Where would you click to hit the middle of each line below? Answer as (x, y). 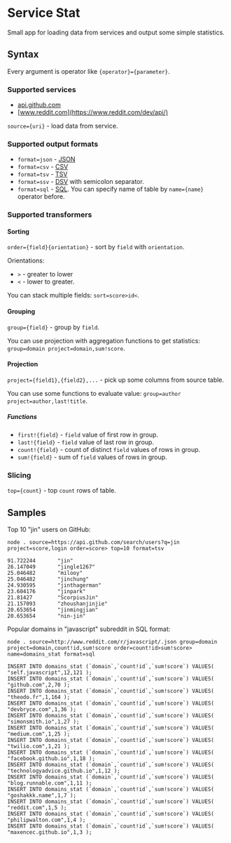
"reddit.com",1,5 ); (37, 808)
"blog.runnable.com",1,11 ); (50, 783)
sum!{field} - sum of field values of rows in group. (92, 457)
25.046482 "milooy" (45, 573)
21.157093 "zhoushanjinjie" (58, 604)
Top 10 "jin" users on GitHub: (49, 529)
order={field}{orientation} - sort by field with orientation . (96, 247)
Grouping (21, 312)
